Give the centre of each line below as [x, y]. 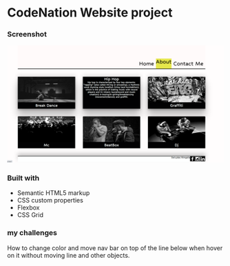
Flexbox [28, 207]
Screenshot [27, 34]
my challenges [32, 233]
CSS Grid [30, 215]
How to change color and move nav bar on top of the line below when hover [115, 248]
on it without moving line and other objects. [69, 255]
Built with [23, 178]
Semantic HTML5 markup [53, 193]
